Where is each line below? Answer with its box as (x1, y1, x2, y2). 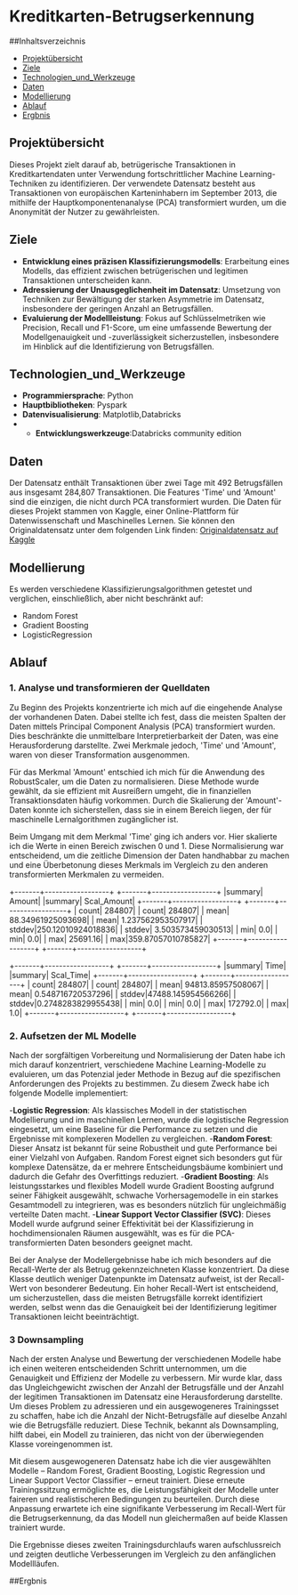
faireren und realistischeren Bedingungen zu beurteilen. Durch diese (9, 1494, 260, 1505)
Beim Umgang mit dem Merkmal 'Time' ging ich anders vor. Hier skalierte (9, 830, 278, 842)
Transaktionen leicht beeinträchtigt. (9, 1311, 140, 1322)
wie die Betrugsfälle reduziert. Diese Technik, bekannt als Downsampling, (9, 1420, 279, 1430)
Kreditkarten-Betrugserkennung (9, 6, 255, 27)
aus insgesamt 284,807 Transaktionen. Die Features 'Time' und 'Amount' (9, 487, 277, 498)
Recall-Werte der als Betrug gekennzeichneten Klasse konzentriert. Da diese (9, 1264, 290, 1275)
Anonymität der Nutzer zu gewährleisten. (9, 206, 160, 217)
